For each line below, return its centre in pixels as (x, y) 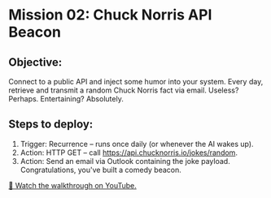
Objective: (35, 62)
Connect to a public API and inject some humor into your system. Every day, (136, 82)
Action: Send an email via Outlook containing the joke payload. (125, 161)
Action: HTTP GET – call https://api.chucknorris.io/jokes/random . (129, 153)
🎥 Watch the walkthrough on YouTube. (72, 185)
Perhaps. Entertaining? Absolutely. (66, 99)
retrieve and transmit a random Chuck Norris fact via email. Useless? (124, 90)
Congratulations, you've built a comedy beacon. (101, 170)
